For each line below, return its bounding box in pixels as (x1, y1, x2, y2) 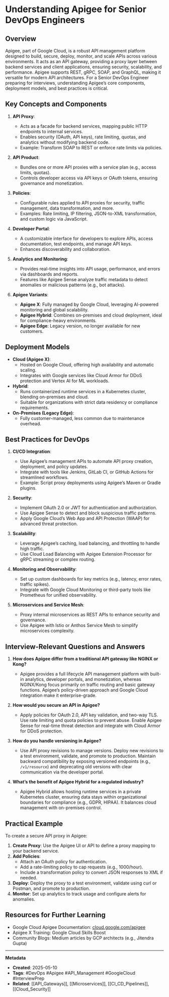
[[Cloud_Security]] (12, 986, 51, 992)
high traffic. (20, 546, 44, 552)
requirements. (20, 404, 49, 410)
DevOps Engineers (5, 14, 85, 26)
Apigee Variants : (12, 291, 49, 297)
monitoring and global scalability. (20, 306, 89, 312)
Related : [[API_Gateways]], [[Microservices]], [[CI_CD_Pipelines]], (12, 980, 149, 986)
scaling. (20, 367, 37, 373)
